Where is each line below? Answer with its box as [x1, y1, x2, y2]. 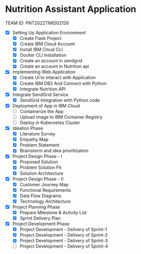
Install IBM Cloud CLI [19, 46, 63, 53]
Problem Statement [19, 142, 60, 148]
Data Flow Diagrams [19, 193, 61, 199]
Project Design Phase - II [12, 176, 64, 182]
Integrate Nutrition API [19, 86, 66, 92]
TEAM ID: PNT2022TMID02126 [5, 20, 69, 26]
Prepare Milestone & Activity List [19, 209, 87, 215]
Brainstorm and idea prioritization [19, 148, 89, 154]
